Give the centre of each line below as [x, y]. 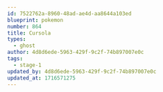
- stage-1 [27, 65]
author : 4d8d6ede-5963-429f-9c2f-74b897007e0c [76, 53]
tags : [15, 59]
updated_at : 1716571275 [42, 78]
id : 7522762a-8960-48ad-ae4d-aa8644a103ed [69, 13]
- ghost [25, 46]
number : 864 [24, 26]
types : [17, 39]
